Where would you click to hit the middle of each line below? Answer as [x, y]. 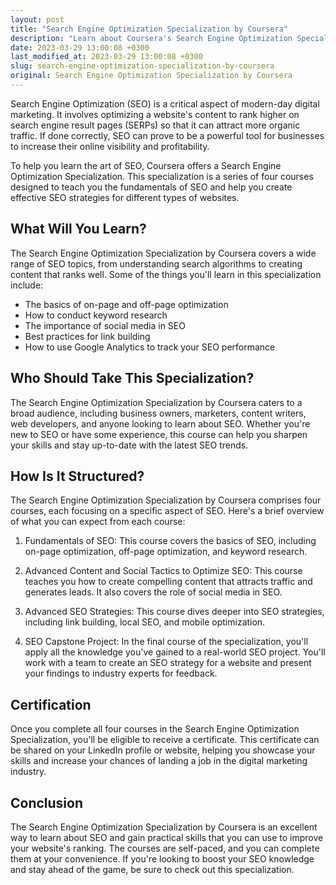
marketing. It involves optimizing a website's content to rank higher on [155, 114]
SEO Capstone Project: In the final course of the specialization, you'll [166, 642]
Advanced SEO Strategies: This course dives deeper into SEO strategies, [174, 612]
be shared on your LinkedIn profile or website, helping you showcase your [163, 750]
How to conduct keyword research [96, 315]
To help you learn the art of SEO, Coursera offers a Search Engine [146, 165]
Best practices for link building [87, 336]
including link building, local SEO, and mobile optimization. [145, 622]
